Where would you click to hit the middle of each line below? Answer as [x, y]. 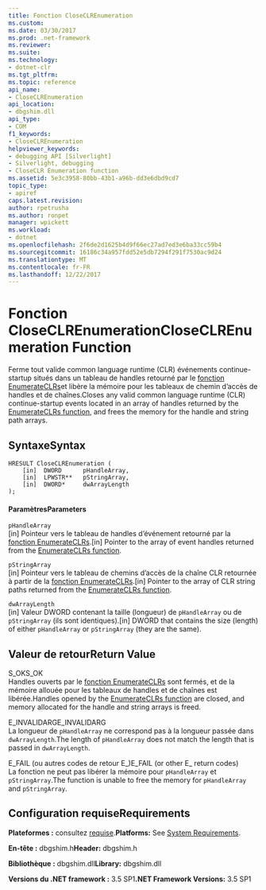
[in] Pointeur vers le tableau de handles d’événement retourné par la [120, 534]
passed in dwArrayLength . [49, 748]
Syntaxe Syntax [47, 445]
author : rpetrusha [39, 208]
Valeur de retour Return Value [82, 654]
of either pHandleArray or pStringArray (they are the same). [105, 629]
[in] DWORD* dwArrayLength [76, 484]
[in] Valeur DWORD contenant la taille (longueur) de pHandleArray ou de [125, 612]
